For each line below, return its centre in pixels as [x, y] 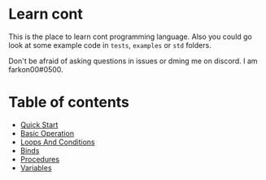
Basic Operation [47, 133]
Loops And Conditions [57, 142]
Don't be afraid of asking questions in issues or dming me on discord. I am [133, 61]
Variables [36, 168]
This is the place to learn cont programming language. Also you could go [130, 36]
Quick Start [39, 124]
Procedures [39, 159]
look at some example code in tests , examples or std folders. [110, 45]
